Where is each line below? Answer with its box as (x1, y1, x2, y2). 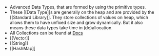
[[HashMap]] (9, 46, 36, 51)
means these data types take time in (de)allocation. (9, 25, 113, 31)
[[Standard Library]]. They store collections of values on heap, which (9, 15, 149, 20)
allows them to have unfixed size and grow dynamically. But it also (9, 19, 143, 25)
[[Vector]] (9, 35, 30, 41)
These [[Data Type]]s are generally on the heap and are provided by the (9, 9, 155, 15)
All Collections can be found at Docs (9, 30, 83, 36)
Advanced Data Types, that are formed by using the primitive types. (9, 4, 146, 10)
